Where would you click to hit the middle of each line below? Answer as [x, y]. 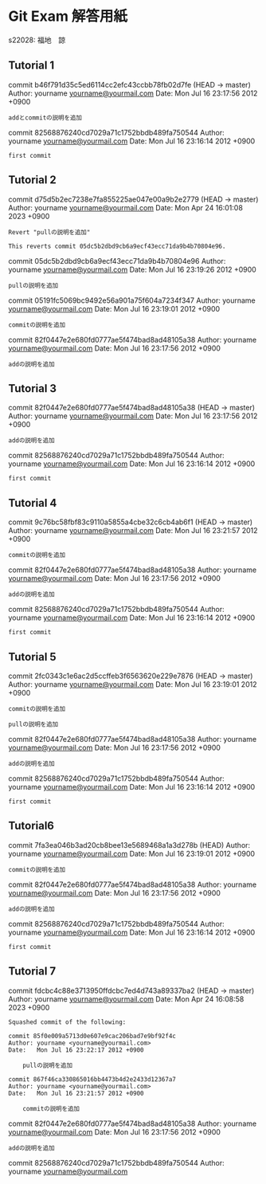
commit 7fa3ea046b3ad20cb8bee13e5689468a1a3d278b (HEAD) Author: [129, 845]
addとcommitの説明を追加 [45, 118]
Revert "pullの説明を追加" [49, 232]
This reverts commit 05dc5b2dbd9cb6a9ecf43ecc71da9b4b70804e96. [117, 246]
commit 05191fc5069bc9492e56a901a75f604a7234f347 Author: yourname [132, 300]
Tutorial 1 [31, 66]
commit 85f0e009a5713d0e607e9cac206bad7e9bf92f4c [92, 1036]
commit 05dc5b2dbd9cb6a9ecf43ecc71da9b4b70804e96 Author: [117, 261]
